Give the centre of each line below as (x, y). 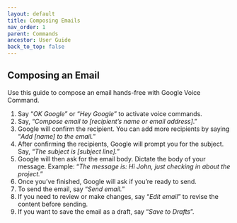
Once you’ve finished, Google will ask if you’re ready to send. (107, 181)
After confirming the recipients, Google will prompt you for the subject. (121, 144)
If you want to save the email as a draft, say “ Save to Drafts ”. (106, 211)
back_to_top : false (36, 47)
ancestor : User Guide (39, 40)
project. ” (30, 173)
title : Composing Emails (44, 21)
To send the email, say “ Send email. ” (71, 189)
